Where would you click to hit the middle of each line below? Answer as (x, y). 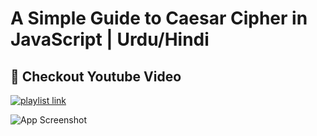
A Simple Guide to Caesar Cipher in (159, 18)
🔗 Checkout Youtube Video (96, 76)
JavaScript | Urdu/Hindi (110, 39)
